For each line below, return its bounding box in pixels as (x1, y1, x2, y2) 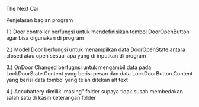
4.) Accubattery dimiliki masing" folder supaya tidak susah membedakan (6, 88, 184, 95)
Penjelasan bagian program (6, 17, 73, 23)
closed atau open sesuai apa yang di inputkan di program (6, 52, 146, 59)
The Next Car (6, 5, 39, 12)
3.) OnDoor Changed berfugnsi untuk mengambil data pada (6, 64, 152, 71)
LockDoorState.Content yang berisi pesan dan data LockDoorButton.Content (6, 70, 193, 77)
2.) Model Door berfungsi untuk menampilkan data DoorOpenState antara (6, 46, 185, 53)
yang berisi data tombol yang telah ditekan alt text (6, 77, 129, 83)
